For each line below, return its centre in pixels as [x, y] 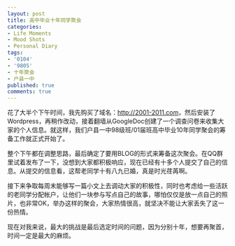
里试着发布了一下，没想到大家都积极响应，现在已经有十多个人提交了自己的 [114, 162]
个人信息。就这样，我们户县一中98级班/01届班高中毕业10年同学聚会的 [120, 130]
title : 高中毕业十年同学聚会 [44, 20]
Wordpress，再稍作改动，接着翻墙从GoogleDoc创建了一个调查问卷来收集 [113, 121]
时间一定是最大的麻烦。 [41, 236]
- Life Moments [29, 33]
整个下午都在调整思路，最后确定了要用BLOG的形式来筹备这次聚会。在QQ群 [115, 154]
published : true [31, 85]
